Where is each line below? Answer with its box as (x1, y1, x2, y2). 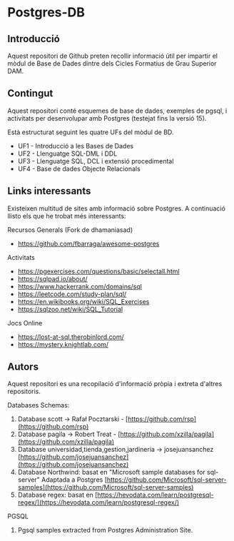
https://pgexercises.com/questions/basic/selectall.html (17, 267, 180, 275)
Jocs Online (7, 318, 43, 327)
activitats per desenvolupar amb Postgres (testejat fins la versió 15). (7, 113, 207, 122)
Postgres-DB (7, 4, 86, 21)
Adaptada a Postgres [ (41, 475, 107, 484)
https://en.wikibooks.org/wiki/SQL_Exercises (17, 297, 150, 305)
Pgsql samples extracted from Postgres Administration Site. (17, 526, 193, 535)
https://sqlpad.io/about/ (17, 274, 88, 283)
